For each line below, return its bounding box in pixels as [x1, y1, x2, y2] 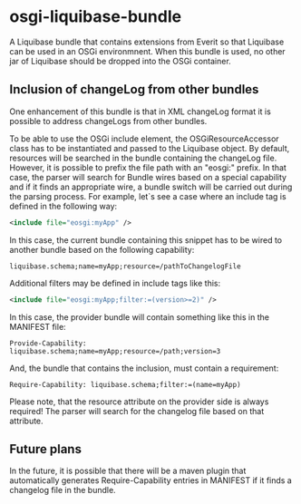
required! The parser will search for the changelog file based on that [9, 405, 265, 416]
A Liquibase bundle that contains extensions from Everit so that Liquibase [9, 36, 285, 47]
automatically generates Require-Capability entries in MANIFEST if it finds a [9, 475, 292, 486]
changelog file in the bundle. [9, 485, 116, 496]
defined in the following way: [9, 200, 118, 211]
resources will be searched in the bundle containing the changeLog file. [9, 152, 277, 163]
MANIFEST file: [9, 321, 66, 332]
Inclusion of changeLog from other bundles [9, 82, 259, 97]
